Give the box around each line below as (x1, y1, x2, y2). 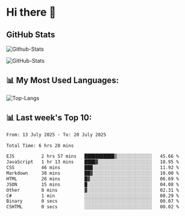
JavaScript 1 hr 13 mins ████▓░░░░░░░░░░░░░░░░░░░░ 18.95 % (6, 159, 180, 165)
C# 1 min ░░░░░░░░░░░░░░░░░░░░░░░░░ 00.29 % (6, 192, 180, 199)
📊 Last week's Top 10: (6, 113, 92, 123)
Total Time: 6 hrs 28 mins (6, 142, 74, 148)
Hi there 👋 (6, 5, 56, 19)
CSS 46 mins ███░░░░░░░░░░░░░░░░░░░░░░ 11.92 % (6, 165, 180, 171)
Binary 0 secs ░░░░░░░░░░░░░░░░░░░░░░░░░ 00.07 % (6, 199, 180, 205)
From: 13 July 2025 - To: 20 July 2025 (6, 132, 107, 138)
